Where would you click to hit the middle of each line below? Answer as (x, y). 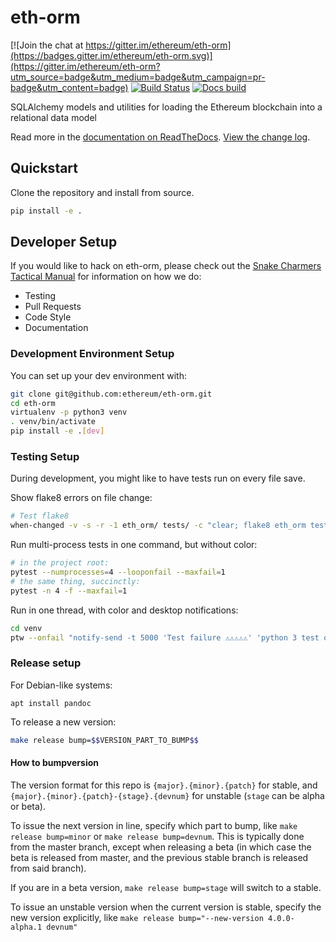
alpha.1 (26, 927)
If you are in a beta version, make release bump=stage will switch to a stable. (166, 887)
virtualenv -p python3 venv (69, 412)
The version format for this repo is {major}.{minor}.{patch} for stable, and (164, 785)
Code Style (48, 317)
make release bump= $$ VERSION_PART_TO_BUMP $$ (104, 740)
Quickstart (44, 168)
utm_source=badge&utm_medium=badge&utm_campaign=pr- (138, 77)
